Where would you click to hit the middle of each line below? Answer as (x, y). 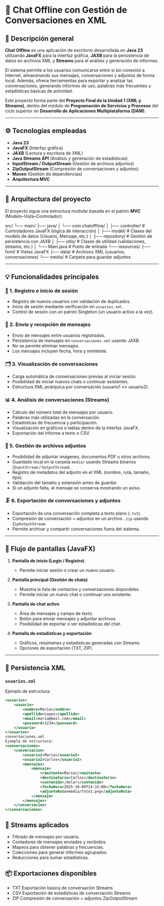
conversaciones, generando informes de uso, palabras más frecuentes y (78, 86)
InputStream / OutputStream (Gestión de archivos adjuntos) (73, 163)
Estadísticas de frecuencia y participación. (55, 423)
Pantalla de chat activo (36, 604)
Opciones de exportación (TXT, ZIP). (56, 648)
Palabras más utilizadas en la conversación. (56, 417)
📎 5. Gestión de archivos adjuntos (46, 446)
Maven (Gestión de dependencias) (47, 174)
